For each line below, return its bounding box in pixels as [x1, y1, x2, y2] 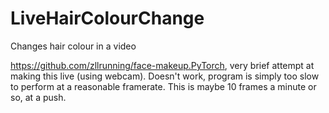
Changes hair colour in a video [10, 40, 137, 52]
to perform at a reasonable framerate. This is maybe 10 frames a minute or [10, 80, 317, 92]
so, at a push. [10, 91, 67, 103]
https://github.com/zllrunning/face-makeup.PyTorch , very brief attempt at [10, 59, 315, 71]
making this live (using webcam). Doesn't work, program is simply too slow [10, 70, 320, 82]
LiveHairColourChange [10, 7, 205, 30]
